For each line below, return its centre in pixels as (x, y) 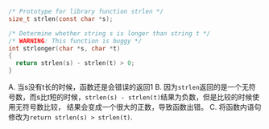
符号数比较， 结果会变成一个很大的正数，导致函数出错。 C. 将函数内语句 (142, 107)
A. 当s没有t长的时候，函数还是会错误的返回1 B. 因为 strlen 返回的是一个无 (129, 87)
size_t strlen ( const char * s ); (61, 19)
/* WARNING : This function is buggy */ (75, 41)
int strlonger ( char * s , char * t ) (64, 48)
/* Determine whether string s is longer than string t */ (110, 33)
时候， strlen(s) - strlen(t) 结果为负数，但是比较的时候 (158, 97)
